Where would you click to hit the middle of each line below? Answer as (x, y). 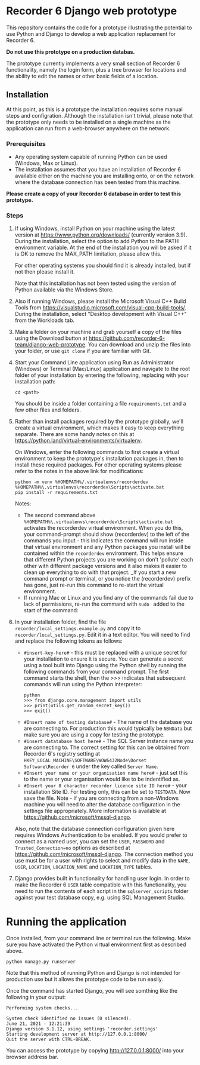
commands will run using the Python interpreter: (83, 685)
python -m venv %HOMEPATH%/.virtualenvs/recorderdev (82, 482)
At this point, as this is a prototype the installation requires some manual (94, 109)
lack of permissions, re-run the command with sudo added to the (104, 604)
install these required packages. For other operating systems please (98, 465)
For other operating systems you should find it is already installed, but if (103, 266)
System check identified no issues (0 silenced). (69, 1019)
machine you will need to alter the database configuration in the (102, 805)
